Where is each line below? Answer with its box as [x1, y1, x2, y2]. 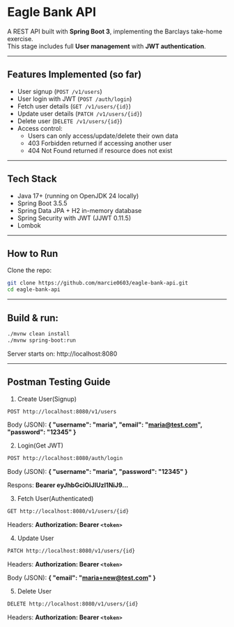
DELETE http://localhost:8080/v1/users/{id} [7, 601, 139, 608]
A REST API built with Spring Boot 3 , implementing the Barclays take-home [7, 27, 223, 35]
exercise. [7, 34, 33, 42]
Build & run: [7, 312, 59, 324]
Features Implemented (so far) [7, 69, 142, 81]
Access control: [17, 124, 63, 132]
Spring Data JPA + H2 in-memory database [17, 206, 142, 214]
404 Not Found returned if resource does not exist [27, 146, 173, 154]
